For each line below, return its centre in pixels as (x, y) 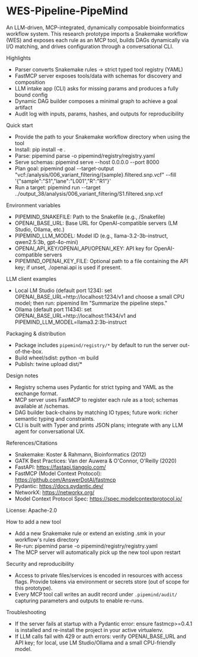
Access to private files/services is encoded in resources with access (98, 575)
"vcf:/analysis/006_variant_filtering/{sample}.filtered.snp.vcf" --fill (95, 174)
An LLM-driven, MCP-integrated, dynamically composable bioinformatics (95, 27)
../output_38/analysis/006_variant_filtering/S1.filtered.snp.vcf (89, 193)
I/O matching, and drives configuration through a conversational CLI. (90, 46)
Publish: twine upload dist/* (49, 364)
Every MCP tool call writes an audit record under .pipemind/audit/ (96, 594)
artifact (23, 107)
